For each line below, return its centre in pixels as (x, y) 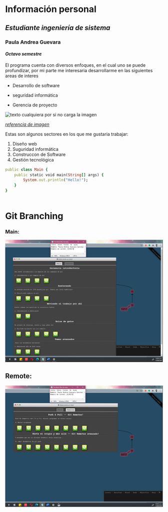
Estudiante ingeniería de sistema (58, 28)
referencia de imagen (27, 124)
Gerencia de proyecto (35, 105)
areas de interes (22, 76)
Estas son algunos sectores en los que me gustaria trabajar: (67, 134)
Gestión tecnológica (33, 159)
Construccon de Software (39, 154)
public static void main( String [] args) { (59, 175)
